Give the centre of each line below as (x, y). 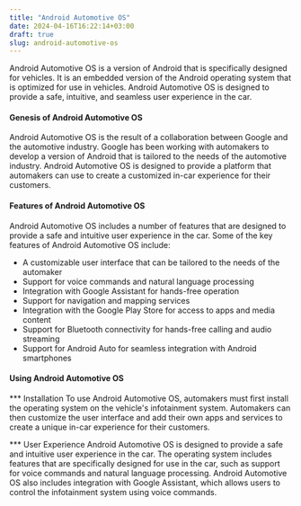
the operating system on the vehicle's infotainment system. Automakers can (150, 408)
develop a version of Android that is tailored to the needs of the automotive (148, 156)
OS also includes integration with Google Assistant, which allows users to (145, 483)
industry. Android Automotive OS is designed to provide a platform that (140, 166)
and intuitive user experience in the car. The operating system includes (141, 454)
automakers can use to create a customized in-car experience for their (140, 175)
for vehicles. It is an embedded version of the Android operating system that (150, 78)
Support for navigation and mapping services (106, 300)
